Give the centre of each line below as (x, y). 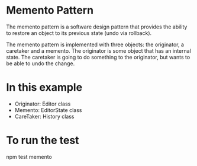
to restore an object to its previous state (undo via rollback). (79, 33)
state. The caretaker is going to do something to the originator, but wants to (98, 57)
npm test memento (29, 157)
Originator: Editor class (43, 104)
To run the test (43, 141)
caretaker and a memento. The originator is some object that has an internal (98, 50)
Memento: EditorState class (48, 110)
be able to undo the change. (41, 63)
